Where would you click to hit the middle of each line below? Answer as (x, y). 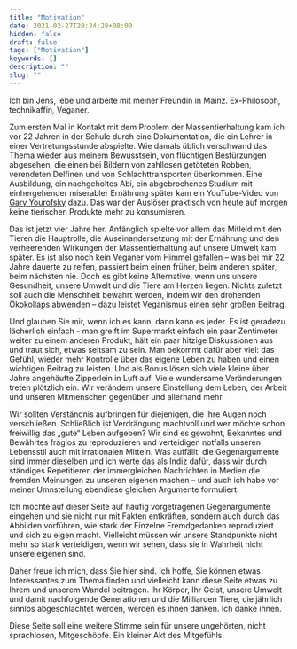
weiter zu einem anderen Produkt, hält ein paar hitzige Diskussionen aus (141, 340)
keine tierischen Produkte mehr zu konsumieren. (98, 211)
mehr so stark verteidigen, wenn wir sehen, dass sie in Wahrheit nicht (137, 544)
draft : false (33, 42)
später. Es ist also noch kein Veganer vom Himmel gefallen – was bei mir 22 (147, 257)
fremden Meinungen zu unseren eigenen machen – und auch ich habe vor (144, 480)
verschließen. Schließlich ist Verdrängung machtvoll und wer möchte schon (147, 423)
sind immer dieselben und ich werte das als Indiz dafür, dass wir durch (138, 461)
